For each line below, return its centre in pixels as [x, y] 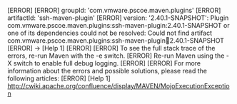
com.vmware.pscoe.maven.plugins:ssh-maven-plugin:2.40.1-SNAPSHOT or [118, 25]
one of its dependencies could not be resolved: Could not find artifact [110, 33]
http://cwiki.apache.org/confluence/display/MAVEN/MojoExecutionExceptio [118, 86]
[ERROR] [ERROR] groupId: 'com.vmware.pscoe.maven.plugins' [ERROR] [114, 10]
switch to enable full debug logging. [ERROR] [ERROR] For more [107, 63]
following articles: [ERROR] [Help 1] [59, 78]
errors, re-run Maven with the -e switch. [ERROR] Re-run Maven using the [116, 56]
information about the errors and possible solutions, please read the [107, 71]
